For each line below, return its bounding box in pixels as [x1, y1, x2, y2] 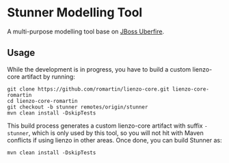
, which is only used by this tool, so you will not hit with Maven [28, 128, 204, 137]
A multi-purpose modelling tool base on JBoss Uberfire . [7, 27, 165, 35]
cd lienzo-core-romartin [7, 98, 78, 104]
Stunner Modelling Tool [7, 5, 143, 20]
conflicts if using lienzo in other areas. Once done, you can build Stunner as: [7, 136, 222, 144]
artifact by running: [21, 72, 75, 80]
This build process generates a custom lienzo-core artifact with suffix [7, 121, 203, 130]
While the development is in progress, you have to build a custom [7, 65, 191, 73]
